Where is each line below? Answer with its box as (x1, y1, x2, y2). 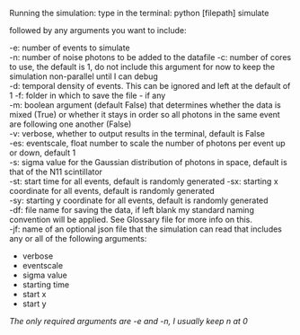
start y (22, 298, 47, 309)
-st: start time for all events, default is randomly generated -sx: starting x (9, 176, 278, 187)
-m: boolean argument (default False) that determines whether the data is (9, 100, 281, 110)
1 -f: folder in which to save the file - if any (9, 90, 166, 101)
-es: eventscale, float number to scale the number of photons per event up (9, 138, 286, 148)
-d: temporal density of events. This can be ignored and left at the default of (9, 81, 291, 91)
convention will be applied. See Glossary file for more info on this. (9, 215, 253, 225)
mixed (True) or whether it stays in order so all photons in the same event (9, 110, 280, 119)
